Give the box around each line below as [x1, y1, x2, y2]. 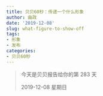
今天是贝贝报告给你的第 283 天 [20, 70, 97, 78]
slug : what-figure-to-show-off [6, 25, 84, 32]
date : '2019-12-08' [6, 20, 55, 26]
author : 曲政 [6, 14, 37, 20]
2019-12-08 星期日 [20, 83, 68, 91]
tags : [6, 31, 20, 37]
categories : [6, 48, 36, 54]
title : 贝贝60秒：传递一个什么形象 [6, 8, 84, 15]
